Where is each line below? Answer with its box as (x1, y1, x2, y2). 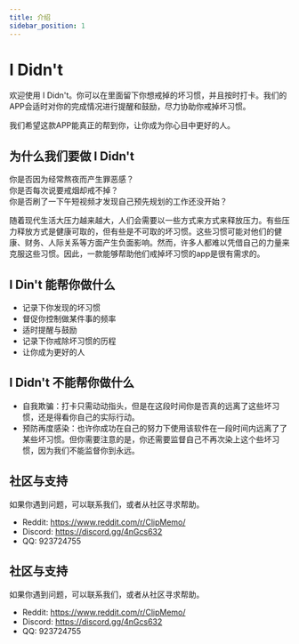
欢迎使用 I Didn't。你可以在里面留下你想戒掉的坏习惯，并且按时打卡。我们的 (9, 90, 287, 101)
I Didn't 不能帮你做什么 (9, 375, 135, 390)
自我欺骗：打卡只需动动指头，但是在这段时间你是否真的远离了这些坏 (21, 400, 272, 411)
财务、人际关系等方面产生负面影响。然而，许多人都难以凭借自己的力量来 (24, 237, 290, 248)
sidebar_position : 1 (9, 21, 86, 30)
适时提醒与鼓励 (21, 325, 77, 335)
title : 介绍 (9, 12, 51, 22)
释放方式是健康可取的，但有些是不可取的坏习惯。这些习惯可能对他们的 (16, 226, 274, 237)
